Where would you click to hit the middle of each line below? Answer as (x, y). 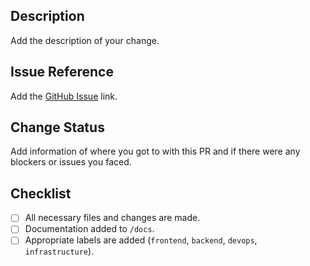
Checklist (41, 193)
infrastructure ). (59, 251)
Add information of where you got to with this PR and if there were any (155, 151)
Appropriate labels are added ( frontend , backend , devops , (141, 240)
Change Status (57, 127)
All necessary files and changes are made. (112, 218)
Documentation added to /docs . (89, 229)
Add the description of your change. (85, 40)
